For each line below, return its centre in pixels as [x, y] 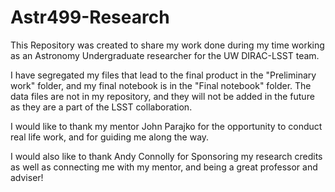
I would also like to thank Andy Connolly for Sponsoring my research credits [166, 156]
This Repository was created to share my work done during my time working [167, 45]
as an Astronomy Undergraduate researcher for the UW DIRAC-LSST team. [165, 55]
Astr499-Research [90, 17]
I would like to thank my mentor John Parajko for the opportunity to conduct [166, 126]
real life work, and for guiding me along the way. [110, 137]
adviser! [27, 177]
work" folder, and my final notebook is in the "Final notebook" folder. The [161, 85]
